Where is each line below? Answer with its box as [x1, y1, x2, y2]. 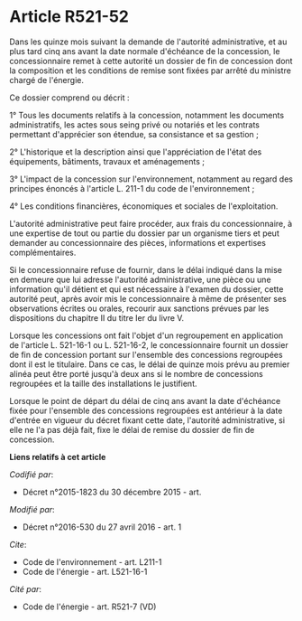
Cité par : [9, 583, 42, 594]
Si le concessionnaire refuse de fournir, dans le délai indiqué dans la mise [9, 264, 282, 275]
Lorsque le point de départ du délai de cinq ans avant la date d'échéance [9, 395, 281, 406]
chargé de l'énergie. [9, 74, 84, 85]
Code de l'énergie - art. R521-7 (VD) [22, 601, 157, 612]
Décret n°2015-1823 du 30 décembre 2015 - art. [22, 486, 202, 497]
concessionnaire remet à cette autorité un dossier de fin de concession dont [9, 55, 293, 66]
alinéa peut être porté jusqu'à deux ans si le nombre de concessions [9, 368, 263, 379]
